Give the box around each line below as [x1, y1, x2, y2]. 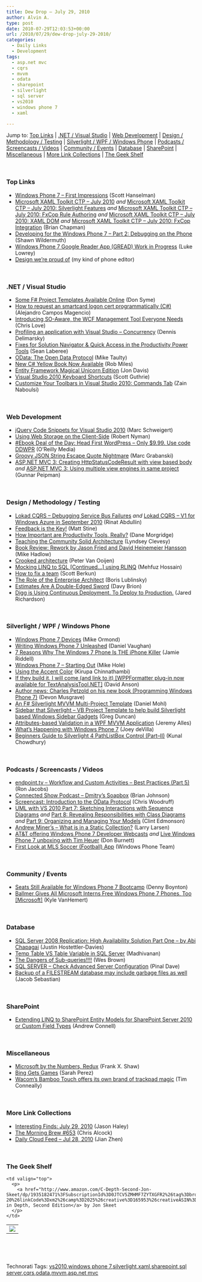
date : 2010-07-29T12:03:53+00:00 [6, 25, 90, 32]
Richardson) [14, 595, 46, 603]
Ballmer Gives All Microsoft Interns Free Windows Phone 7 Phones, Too [14, 890, 192, 897]
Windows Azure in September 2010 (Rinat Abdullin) [14, 518, 142, 525]
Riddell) [14, 655, 34, 662]
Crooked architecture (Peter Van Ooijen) [14, 557, 115, 564]
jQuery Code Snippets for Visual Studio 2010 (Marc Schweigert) [14, 426, 173, 434]
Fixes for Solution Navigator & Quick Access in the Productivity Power [14, 341, 188, 348]
